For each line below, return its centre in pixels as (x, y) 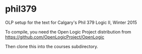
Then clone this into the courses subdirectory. (52, 46)
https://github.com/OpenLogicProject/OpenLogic (55, 37)
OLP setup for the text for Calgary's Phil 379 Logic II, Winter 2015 (71, 22)
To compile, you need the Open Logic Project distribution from (68, 32)
